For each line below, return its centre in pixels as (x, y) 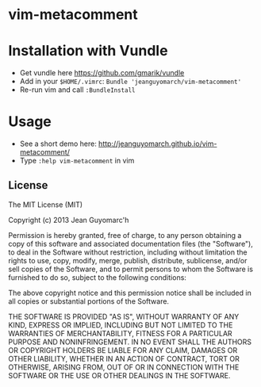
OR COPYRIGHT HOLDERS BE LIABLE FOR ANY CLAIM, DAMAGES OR (123, 350)
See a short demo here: (58, 144)
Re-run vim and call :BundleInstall (78, 90)
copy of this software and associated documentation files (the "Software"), (131, 243)
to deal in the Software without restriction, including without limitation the (128, 252)
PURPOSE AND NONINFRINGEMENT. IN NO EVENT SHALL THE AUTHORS (130, 342)
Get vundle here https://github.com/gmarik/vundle (102, 73)
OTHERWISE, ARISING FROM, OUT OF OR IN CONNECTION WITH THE (124, 367)
